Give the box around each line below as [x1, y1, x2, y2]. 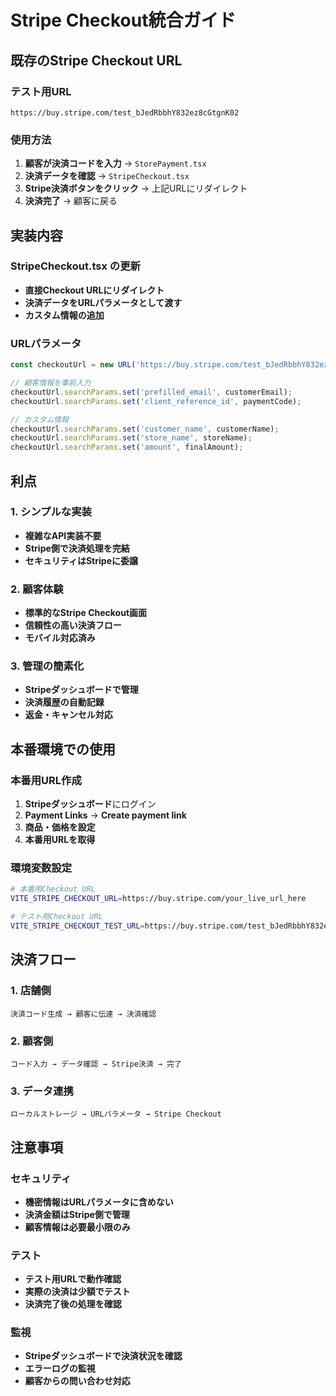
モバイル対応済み [24, 632, 96, 644]
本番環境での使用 [10, 741, 116, 758]
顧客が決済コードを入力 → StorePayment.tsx [24, 157, 207, 170]
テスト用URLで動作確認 [24, 1273, 122, 1285]
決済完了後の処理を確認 [24, 1298, 122, 1310]
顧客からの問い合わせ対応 [24, 1375, 131, 1387]
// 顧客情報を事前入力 [10, 378, 92, 388]
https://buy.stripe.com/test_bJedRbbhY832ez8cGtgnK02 [10, 107, 240, 118]
